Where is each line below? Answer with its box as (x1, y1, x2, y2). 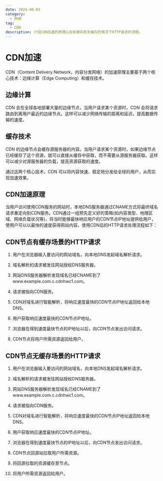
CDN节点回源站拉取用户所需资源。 (12, 450, 82, 456)
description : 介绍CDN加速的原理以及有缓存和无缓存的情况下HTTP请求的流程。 (5, 30, 143, 34)
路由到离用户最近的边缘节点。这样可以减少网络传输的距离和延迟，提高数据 (5, 110, 154, 117)
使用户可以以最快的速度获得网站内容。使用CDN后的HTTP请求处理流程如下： (5, 222, 158, 228)
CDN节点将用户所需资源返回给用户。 (12, 336, 86, 342)
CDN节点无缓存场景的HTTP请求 (5, 352, 101, 360)
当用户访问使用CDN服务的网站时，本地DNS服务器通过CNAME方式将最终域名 (5, 204, 159, 210)
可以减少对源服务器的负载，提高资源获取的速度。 (5, 158, 103, 164)
